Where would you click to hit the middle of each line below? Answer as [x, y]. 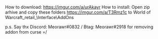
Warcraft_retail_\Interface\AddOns [39, 17]
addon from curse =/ [26, 32]
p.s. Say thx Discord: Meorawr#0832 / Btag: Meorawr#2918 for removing [79, 27]
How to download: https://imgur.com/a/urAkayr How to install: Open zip [78, 7]
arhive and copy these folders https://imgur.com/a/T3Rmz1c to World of [78, 12]
